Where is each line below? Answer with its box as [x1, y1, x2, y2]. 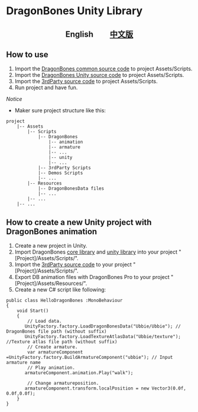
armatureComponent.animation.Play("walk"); [24, 370, 134, 376]
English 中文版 [65, 29, 134, 39]
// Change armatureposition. [27, 380, 99, 387]
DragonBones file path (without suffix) [6, 329, 108, 335]
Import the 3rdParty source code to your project [14, 261, 132, 268]
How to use [6, 49, 48, 60]
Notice [6, 96, 22, 103]
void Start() [17, 308, 49, 314]
